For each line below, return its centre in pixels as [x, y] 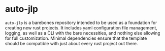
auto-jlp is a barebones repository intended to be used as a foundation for [81, 23]
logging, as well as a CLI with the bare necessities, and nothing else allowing [83, 33]
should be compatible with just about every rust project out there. [71, 43]
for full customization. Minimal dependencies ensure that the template [76, 38]
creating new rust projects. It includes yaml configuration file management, [81, 27]
